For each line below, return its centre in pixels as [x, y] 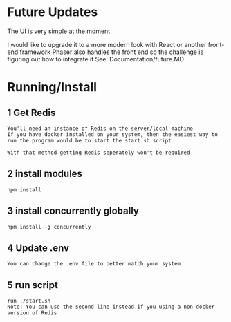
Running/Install [52, 87]
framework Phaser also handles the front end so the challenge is [112, 52]
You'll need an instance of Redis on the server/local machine [100, 129]
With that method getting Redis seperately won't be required [99, 153]
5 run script [33, 285]
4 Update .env [38, 248]
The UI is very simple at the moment [59, 31]
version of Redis [32, 313]
